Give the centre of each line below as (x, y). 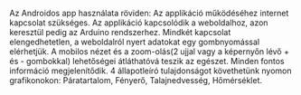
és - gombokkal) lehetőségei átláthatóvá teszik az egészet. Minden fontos (147, 61)
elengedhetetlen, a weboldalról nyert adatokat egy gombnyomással (135, 42)
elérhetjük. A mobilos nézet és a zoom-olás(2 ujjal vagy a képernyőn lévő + (149, 52)
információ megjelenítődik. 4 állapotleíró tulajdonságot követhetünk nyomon (150, 71)
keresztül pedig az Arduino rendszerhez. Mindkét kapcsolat (120, 32)
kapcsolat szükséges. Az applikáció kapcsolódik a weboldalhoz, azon (139, 23)
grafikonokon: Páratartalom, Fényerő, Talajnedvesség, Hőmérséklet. (136, 80)
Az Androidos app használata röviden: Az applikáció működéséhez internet (149, 13)
